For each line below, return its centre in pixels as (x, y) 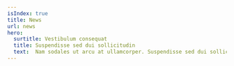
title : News (24, 20)
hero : (15, 33)
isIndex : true (28, 13)
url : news (22, 26)
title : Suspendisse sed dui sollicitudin (75, 45)
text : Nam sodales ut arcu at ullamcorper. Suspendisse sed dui (110, 52)
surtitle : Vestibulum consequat (61, 39)
